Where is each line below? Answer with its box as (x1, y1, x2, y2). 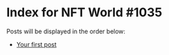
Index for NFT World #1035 (6, 5, 162, 20)
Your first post (16, 40, 57, 48)
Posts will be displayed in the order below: (6, 27, 126, 35)
